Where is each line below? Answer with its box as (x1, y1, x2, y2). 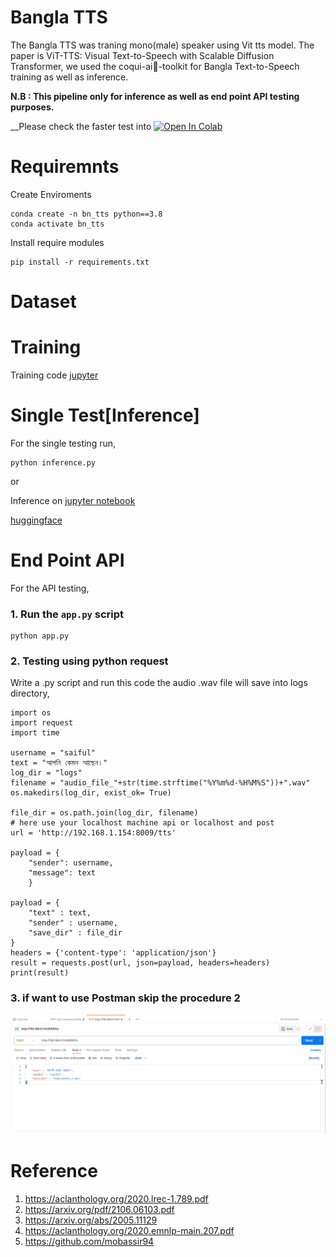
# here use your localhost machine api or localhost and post (10, 818, 275, 828)
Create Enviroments (10, 188, 92, 200)
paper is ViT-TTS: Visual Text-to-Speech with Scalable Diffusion (10, 49, 275, 61)
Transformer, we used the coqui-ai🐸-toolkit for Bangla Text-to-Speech (10, 60, 300, 72)
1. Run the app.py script (10, 607, 125, 621)
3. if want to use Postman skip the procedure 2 (10, 991, 241, 1005)
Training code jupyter (10, 369, 99, 381)
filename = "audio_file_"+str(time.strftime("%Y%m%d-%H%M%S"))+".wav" (10, 778, 311, 788)
